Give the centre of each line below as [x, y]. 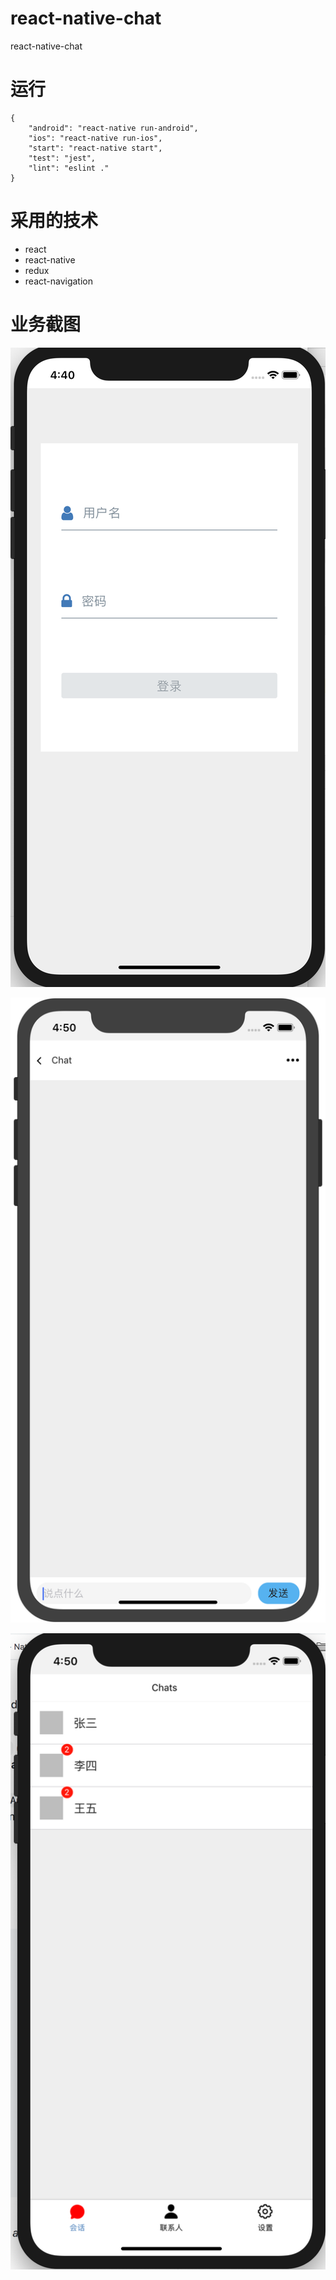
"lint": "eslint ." [69, 168]
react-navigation [59, 281]
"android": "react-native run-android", [113, 128]
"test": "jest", [62, 158]
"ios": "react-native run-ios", [95, 138]
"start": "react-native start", [95, 148]
